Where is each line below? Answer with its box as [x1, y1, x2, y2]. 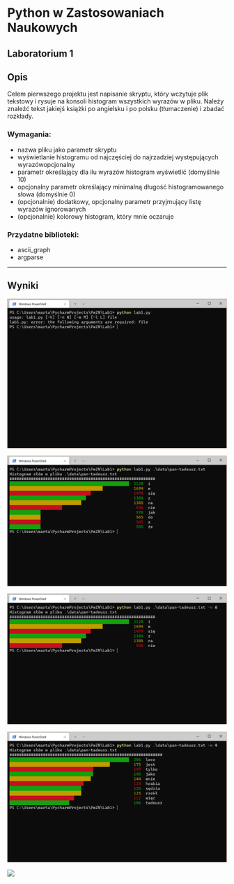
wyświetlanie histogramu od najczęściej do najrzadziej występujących [17, 152, 219, 161]
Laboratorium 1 [7, 48, 74, 59]
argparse [17, 253, 44, 261]
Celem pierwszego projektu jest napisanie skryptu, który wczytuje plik [7, 89, 209, 99]
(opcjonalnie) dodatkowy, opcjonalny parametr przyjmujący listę [17, 197, 201, 205]
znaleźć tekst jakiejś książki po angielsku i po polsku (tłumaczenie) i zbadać [7, 105, 225, 113]
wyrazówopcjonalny [17, 160, 75, 168]
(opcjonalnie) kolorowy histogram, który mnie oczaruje [17, 212, 174, 221]
